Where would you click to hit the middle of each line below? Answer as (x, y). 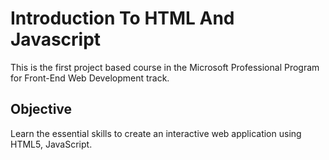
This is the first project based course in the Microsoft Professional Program (165, 67)
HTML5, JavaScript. (51, 144)
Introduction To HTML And (122, 18)
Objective (41, 109)
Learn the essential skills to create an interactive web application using (156, 133)
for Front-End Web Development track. (90, 78)
